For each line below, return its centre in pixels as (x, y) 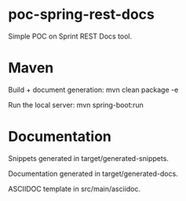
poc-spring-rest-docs (82, 15)
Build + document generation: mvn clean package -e (93, 90)
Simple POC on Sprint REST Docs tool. (70, 36)
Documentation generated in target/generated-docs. (93, 174)
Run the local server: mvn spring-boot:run (76, 104)
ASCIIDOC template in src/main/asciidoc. (75, 188)
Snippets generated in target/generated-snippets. (88, 158)
